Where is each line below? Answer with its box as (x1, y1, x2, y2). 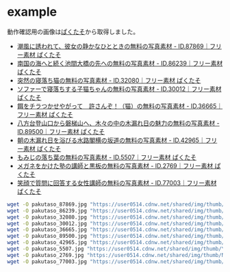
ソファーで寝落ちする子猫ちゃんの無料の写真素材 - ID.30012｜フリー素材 (16, 85, 222, 93)
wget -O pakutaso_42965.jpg (7, 239, 88, 246)
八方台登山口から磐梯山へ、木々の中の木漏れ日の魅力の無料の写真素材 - (16, 119, 220, 127)
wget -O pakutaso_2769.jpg (7, 251, 84, 258)
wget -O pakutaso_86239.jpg (7, 207, 88, 214)
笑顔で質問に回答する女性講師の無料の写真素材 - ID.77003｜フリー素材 (16, 178, 217, 187)
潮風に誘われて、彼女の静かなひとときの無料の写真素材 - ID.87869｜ (16, 42, 210, 50)
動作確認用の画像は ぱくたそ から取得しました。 (7, 27, 139, 36)
